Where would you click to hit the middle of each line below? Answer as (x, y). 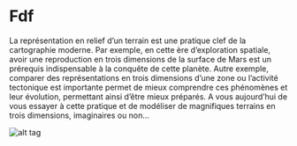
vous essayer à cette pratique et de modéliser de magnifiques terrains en (142, 106)
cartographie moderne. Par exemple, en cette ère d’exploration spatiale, (140, 49)
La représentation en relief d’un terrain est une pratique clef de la (128, 40)
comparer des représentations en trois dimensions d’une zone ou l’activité (144, 77)
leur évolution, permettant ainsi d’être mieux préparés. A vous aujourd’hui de (148, 96)
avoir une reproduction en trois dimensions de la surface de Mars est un (141, 59)
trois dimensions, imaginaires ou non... (80, 115)
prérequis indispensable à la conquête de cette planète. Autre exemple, (139, 69)
